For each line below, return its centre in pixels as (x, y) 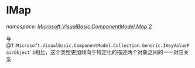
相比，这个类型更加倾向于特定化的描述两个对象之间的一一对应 (109, 52)
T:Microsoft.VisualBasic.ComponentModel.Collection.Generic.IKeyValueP (100, 45)
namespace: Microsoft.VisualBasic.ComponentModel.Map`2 (79, 26)
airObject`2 (20, 52)
